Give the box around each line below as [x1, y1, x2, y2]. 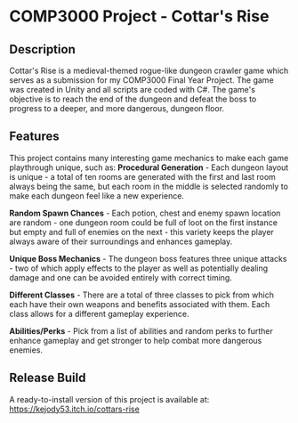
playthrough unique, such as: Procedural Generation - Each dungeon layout [9, 162, 289, 173]
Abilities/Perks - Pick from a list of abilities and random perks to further [9, 325, 273, 336]
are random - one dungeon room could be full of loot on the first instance [9, 216, 278, 228]
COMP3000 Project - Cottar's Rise [9, 6, 270, 27]
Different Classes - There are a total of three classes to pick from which [9, 289, 274, 300]
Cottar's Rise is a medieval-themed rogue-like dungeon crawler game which [9, 65, 289, 76]
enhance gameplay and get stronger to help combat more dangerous [9, 335, 262, 346]
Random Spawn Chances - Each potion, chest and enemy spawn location [9, 207, 281, 218]
